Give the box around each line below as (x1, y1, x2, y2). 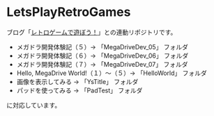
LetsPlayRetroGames (6, 4, 131, 20)
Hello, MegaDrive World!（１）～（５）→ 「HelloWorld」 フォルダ (16, 69, 207, 77)
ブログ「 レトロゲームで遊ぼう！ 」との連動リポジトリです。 (6, 28, 177, 36)
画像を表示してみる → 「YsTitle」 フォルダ (16, 77, 139, 85)
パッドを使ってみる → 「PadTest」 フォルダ (16, 86, 143, 94)
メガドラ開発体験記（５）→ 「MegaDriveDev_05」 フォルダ (16, 42, 189, 51)
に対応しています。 (6, 101, 61, 109)
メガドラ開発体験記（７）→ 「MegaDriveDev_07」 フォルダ (16, 60, 188, 68)
